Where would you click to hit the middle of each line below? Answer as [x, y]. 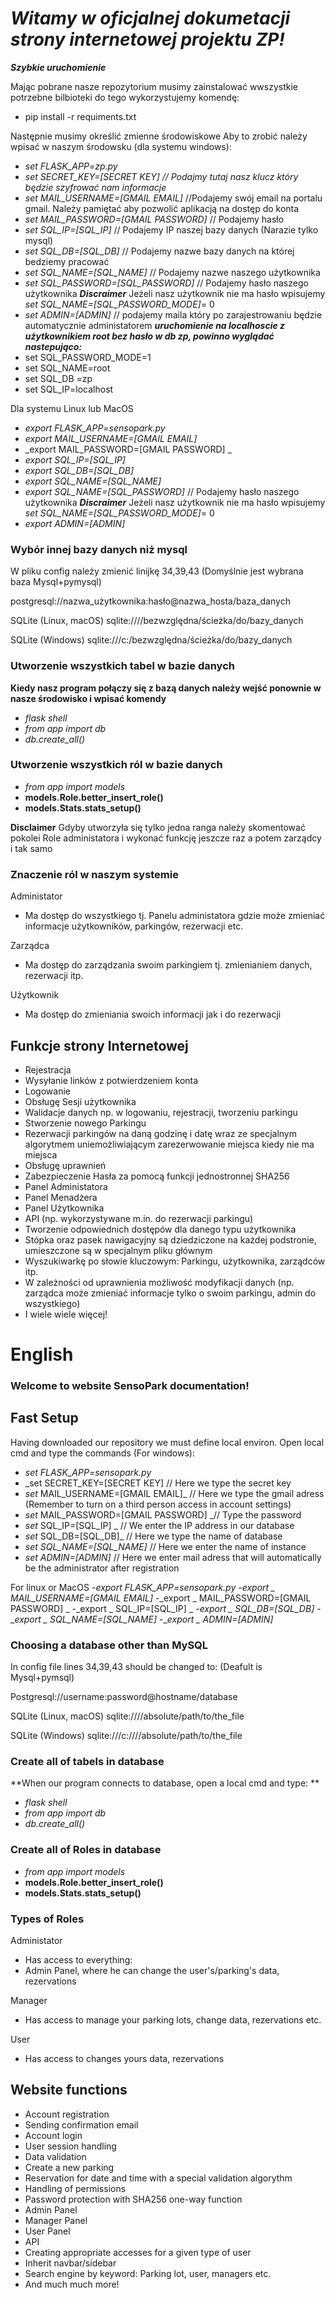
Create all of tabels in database [87, 1762]
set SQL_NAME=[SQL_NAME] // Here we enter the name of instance [165, 1546]
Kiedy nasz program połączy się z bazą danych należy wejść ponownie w [166, 688]
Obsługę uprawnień [65, 1165]
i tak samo [31, 848]
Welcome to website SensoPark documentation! [130, 1386]
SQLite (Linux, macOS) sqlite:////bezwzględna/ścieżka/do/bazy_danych [157, 621]
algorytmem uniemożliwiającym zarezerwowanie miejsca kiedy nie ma [169, 1144]
